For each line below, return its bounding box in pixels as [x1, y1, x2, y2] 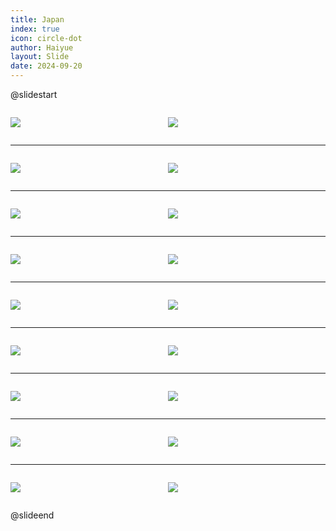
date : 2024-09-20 [10, 61, 83, 71]
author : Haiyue [10, 42, 74, 53]
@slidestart [10, 89, 58, 100]
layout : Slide [10, 52, 70, 62]
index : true [10, 24, 60, 34]
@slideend [10, 509, 55, 521]
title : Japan [10, 14, 65, 25]
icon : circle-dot [10, 33, 83, 43]
